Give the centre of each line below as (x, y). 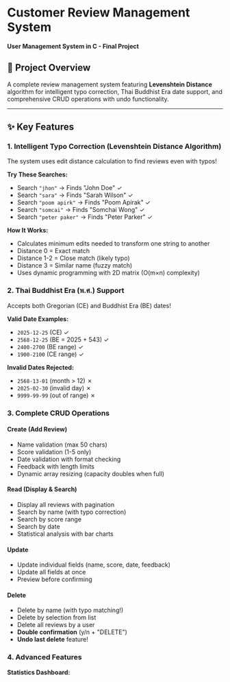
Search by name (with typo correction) (72, 512)
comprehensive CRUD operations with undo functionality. (88, 99)
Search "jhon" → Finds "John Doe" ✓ (69, 188)
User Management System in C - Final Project (73, 46)
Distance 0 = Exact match (53, 251)
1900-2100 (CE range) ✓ (50, 354)
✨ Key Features (40, 127)
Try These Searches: (38, 175)
